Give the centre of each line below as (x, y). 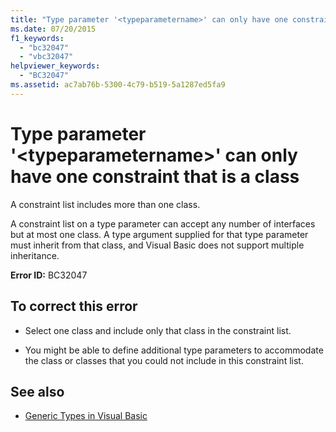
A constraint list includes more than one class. (105, 204)
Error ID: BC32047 (49, 275)
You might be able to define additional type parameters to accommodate (174, 350)
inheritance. (35, 255)
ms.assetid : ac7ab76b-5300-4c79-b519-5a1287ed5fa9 (118, 85)
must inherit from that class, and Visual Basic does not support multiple (157, 245)
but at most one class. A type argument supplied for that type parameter (159, 234)
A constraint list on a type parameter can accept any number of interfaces (163, 223)
